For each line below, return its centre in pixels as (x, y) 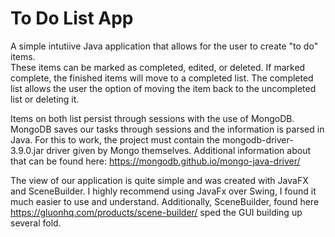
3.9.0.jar (27, 150)
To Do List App (72, 18)
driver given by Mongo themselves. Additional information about (178, 150)
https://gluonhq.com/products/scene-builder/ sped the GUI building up (156, 212)
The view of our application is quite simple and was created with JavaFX (159, 180)
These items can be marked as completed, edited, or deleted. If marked (158, 67)
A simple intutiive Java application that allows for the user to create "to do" (164, 46)
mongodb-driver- (257, 139)
